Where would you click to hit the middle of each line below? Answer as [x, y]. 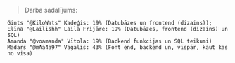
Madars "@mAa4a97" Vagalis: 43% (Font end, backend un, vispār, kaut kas [118, 48]
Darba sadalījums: [51, 10]
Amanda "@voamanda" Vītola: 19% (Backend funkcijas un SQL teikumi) [110, 41]
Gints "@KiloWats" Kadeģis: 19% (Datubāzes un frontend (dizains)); [110, 23]
